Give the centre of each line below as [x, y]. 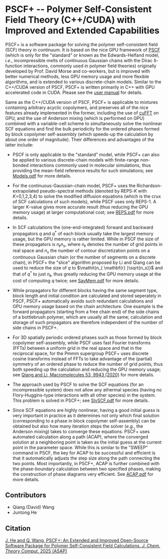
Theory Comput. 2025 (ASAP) [36, 551]
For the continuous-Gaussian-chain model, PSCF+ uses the [74, 185]
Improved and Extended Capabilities [82, 31]
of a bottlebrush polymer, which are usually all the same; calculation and [87, 317]
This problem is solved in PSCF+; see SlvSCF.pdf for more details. [81, 400]
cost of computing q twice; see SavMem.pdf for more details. [76, 281]
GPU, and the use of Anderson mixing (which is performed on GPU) [75, 118]
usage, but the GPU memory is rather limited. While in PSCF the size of [86, 239]
